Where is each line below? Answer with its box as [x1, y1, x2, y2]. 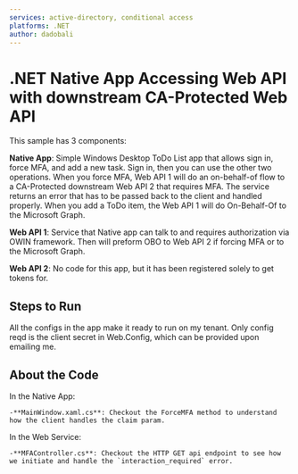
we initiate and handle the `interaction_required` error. [9, 456, 234, 465]
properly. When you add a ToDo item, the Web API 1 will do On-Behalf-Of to [9, 200, 287, 211]
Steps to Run [9, 298, 82, 313]
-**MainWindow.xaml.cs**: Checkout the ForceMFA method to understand [9, 408, 277, 417]
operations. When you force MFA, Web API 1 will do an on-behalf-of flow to [9, 171, 286, 183]
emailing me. [9, 341, 56, 353]
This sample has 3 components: [9, 136, 127, 146]
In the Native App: [9, 390, 76, 402]
